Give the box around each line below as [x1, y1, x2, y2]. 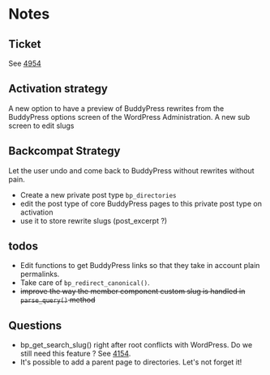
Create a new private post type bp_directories [19, 190, 177, 199]
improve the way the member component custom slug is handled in [19, 287, 246, 296]
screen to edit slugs [8, 121, 75, 130]
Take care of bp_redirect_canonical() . [19, 278, 150, 288]
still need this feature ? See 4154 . [19, 349, 131, 359]
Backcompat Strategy [8, 144, 121, 158]
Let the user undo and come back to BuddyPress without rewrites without [8, 165, 255, 175]
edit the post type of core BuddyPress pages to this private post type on [19, 198, 262, 208]
